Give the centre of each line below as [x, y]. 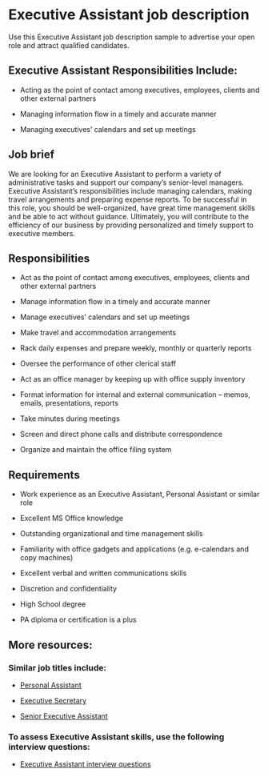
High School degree [53, 604]
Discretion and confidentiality [68, 589]
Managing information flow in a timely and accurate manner [118, 114]
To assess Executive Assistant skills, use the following [116, 736]
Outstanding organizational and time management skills [111, 534]
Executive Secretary [53, 700]
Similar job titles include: [57, 667]
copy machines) [46, 558]
